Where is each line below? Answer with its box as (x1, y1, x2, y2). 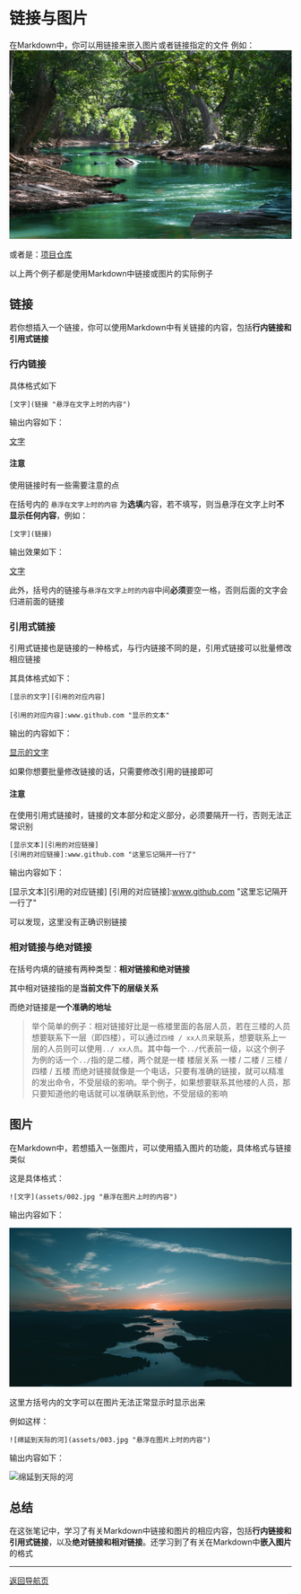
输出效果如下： (9, 546, 64, 557)
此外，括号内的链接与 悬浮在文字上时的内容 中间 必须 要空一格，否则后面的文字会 (9, 585, 288, 595)
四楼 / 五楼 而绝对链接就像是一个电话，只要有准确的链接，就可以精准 (30, 1065, 285, 1076)
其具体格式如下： (9, 673, 73, 683)
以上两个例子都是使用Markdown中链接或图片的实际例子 (9, 268, 213, 278)
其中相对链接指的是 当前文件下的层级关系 (9, 982, 159, 993)
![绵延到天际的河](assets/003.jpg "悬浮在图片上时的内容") (9, 1435, 211, 1444)
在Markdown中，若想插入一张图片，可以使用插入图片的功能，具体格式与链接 (9, 1142, 292, 1153)
